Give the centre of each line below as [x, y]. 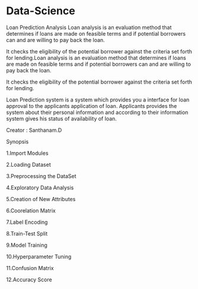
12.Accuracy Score [29, 280]
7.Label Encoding [27, 222]
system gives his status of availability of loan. [62, 118]
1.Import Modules [27, 153]
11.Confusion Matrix [30, 268]
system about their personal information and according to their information [97, 112]
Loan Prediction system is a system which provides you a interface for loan [98, 100]
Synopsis [17, 141]
